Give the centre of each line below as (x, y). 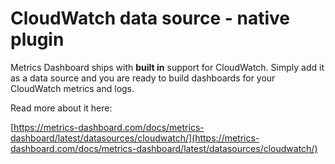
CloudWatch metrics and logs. (72, 88)
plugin (37, 39)
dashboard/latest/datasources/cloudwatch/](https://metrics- (135, 138)
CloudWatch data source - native (150, 18)
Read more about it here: (61, 108)
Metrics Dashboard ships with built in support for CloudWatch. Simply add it (167, 67)
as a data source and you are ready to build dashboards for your (143, 78)
